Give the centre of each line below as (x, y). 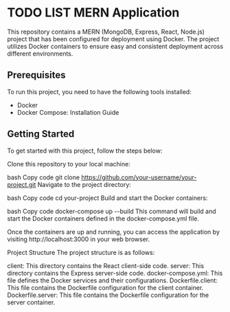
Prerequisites (36, 75)
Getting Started (41, 134)
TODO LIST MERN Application (93, 13)
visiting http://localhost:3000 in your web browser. (79, 239)
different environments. (40, 54)
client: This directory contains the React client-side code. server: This (106, 265)
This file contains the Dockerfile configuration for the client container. (105, 287)
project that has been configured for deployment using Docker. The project (113, 38)
